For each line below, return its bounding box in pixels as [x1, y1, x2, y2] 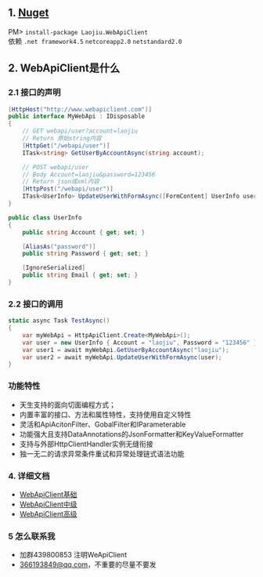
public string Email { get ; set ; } [22, 271, 139, 279]
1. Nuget [8, 6, 49, 20]
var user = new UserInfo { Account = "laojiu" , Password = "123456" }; [22, 339, 261, 347]
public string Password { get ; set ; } [22, 250, 149, 258]
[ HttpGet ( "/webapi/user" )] [22, 141, 110, 150]
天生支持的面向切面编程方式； [19, 400, 116, 409]
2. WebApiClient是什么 [8, 62, 121, 75]
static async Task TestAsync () [8, 317, 110, 325]
